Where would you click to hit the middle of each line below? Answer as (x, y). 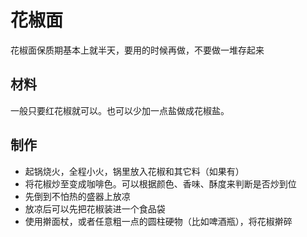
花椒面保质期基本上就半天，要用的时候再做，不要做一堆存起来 (137, 50)
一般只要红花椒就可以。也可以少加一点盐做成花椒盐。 (120, 110)
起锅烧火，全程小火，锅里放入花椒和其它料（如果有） (134, 171)
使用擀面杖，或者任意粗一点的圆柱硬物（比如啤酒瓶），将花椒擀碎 (158, 221)
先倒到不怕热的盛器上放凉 (77, 196)
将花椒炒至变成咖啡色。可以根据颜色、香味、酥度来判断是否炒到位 (160, 183)
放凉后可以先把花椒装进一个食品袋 (95, 208)
